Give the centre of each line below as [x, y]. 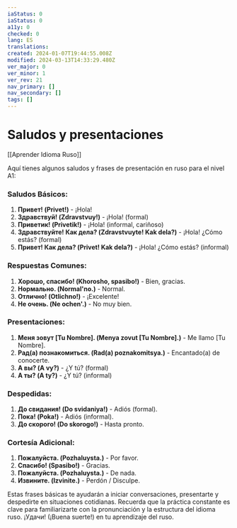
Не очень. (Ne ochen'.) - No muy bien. [75, 304]
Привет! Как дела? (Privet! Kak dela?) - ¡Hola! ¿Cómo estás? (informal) [123, 247]
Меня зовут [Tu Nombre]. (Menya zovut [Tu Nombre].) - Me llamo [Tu [121, 337]
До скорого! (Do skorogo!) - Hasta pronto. [81, 424]
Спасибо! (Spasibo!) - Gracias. [64, 466]
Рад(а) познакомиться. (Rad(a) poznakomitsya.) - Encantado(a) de [119, 353]
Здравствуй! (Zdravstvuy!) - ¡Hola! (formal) [83, 217]
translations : [28, 47]
